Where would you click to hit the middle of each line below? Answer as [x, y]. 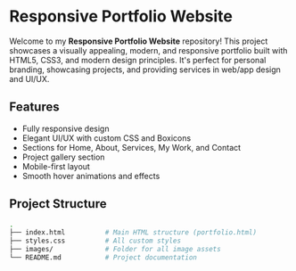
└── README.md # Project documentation [103, 258]
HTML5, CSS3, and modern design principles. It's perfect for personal [138, 60]
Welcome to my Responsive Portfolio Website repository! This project [139, 41]
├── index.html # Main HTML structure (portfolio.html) [133, 233]
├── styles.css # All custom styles [95, 241]
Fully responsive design [66, 128]
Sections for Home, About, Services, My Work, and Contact [132, 147]
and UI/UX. [29, 78]
